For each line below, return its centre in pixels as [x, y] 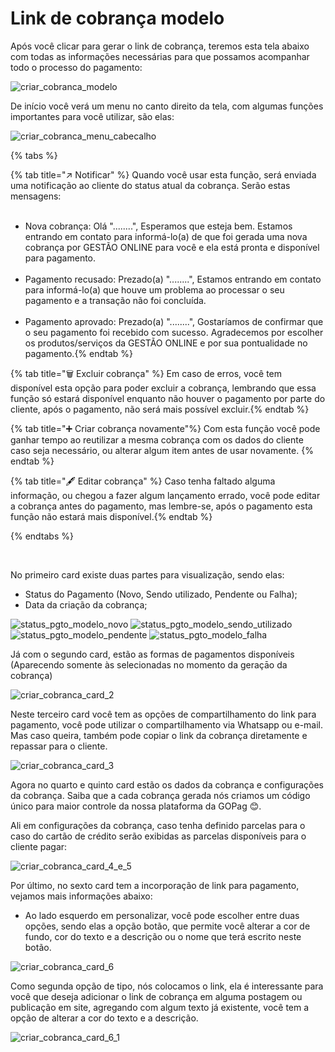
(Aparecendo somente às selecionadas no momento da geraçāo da [149, 664]
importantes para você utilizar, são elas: [92, 116]
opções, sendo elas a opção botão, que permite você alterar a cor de [167, 926]
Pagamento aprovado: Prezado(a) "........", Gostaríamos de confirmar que [174, 321]
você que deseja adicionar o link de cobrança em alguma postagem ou [156, 996]
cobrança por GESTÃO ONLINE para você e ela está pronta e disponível [172, 247]
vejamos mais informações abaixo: [81, 896]
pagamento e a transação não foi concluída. [115, 300]
